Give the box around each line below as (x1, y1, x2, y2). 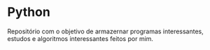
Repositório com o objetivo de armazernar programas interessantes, (7, 27, 204, 35)
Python (7, 4, 50, 20)
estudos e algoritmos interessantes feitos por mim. (7, 34, 154, 42)
